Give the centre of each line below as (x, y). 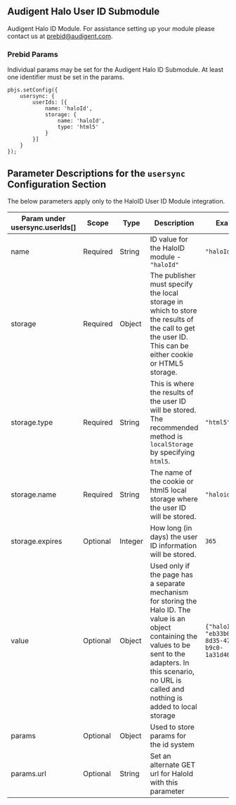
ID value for (169, 239)
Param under (44, 218)
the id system (172, 744)
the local (164, 293)
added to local (173, 706)
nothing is (166, 698)
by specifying (172, 452)
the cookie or (172, 481)
